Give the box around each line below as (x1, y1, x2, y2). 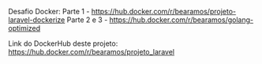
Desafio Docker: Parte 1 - (8, 7, 90, 16)
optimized (8, 24, 41, 32)
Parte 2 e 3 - (66, 15, 108, 24)
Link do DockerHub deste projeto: (8, 39, 118, 48)
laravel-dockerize (8, 15, 65, 24)
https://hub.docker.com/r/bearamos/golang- (109, 15, 254, 24)
